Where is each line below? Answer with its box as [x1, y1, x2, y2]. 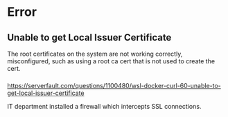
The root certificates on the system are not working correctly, [7, 50, 183, 58]
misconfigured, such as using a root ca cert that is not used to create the [7, 57, 216, 65]
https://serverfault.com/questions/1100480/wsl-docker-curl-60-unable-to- [7, 81, 222, 89]
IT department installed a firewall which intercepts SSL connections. [7, 102, 202, 110]
